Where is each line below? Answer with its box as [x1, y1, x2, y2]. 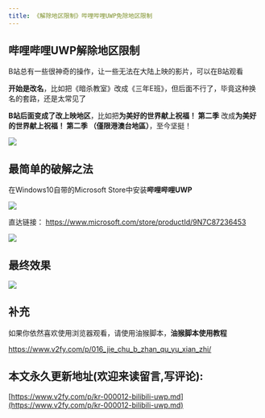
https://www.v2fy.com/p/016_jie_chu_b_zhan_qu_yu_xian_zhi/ [8, 344, 212, 353]
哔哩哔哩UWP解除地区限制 [8, 44, 140, 57]
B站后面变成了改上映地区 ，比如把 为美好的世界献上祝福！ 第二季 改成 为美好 [8, 111, 257, 121]
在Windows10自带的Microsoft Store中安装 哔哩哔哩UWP [8, 185, 193, 194]
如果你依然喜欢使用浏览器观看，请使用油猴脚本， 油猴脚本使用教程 [8, 328, 227, 337]
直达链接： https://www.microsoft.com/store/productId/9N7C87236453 [8, 217, 246, 227]
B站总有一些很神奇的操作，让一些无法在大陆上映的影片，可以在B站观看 [8, 66, 244, 77]
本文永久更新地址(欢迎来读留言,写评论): [8, 370, 204, 383]
